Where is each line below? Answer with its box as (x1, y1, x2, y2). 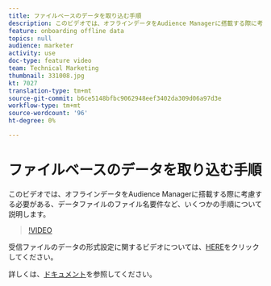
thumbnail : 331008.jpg (8, 72, 85, 80)
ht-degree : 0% (8, 117, 56, 125)
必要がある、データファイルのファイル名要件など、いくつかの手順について (15, 199, 262, 209)
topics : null (8, 34, 52, 43)
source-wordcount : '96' (8, 110, 89, 118)
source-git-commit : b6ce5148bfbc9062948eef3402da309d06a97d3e (8, 94, 222, 102)
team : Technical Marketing (8, 64, 99, 73)
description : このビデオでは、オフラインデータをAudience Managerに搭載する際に (8, 19, 257, 27)
